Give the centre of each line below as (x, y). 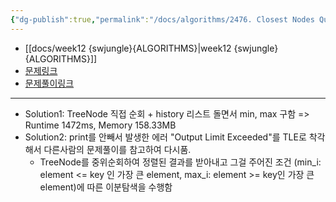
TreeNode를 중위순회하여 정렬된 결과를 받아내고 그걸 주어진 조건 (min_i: (180, 162)
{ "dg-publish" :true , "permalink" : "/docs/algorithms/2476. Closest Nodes (162, 19)
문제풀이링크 (49, 83)
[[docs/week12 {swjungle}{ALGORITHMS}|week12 (128, 48)
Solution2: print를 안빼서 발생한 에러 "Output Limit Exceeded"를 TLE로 (165, 137)
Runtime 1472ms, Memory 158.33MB (100, 125)
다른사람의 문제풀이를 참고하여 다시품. (117, 149)
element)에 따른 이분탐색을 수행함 (106, 187)
